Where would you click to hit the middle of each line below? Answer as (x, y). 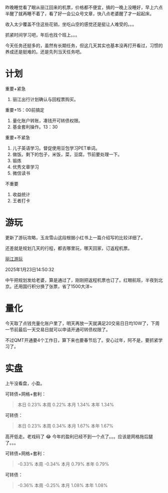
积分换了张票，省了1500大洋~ (62, 286)
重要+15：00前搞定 (25, 110)
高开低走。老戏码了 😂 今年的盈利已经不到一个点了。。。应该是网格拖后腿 (79, 436)
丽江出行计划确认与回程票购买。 (45, 99)
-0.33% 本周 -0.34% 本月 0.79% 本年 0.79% (63, 464)
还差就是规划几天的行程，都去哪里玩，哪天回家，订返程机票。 (69, 248)
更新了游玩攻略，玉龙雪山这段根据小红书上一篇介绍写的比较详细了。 (75, 237)
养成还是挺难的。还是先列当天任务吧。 (44, 52)
